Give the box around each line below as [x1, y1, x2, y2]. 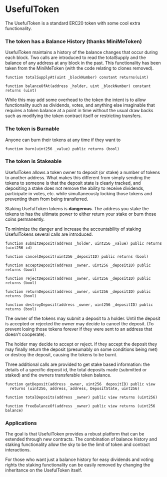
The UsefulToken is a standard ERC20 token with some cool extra [5, 20, 140, 26]
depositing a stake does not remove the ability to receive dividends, [5, 185, 144, 191]
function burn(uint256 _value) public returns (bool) [5, 146, 120, 151]
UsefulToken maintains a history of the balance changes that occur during [5, 49, 158, 56]
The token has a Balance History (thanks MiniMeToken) [5, 38, 142, 45]
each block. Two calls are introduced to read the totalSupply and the [5, 55, 146, 61]
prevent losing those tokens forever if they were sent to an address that [5, 326, 152, 332]
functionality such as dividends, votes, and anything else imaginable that [5, 102, 155, 108]
